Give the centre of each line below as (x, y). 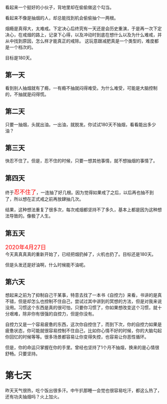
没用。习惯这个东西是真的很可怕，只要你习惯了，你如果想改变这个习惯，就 (81, 307)
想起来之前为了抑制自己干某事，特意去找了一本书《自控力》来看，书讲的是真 (83, 295)
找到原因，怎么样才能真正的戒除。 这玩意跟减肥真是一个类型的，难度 (84, 41)
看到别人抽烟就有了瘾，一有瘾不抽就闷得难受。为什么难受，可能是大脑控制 (81, 88)
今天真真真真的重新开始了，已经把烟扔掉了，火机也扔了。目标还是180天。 (81, 254)
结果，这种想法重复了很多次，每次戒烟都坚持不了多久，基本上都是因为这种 (81, 210)
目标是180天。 (20, 58)
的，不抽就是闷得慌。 (27, 94)
